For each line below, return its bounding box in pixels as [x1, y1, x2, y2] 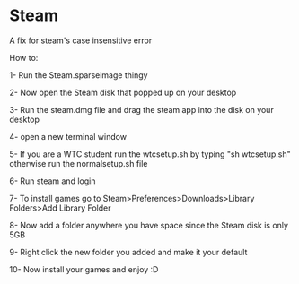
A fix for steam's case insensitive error [9, 35, 153, 46]
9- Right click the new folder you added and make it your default [9, 246, 248, 257]
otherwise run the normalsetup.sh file [9, 158, 148, 168]
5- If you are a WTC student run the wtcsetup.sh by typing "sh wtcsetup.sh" [9, 149, 291, 159]
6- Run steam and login [9, 176, 96, 186]
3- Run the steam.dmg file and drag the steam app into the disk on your [9, 104, 274, 115]
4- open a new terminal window [9, 131, 128, 142]
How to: [9, 52, 39, 63]
